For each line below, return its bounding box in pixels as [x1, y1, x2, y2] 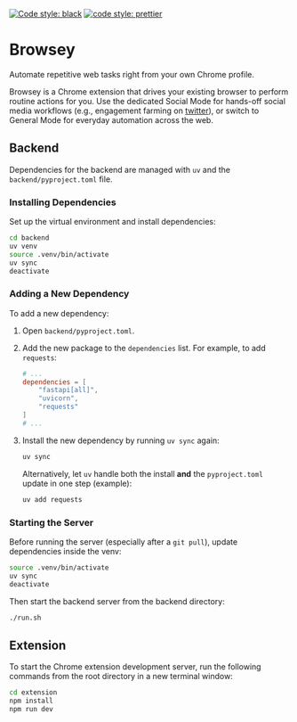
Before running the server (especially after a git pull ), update [9, 536, 238, 547]
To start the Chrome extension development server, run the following [9, 661, 261, 672]
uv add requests [21, 495, 83, 504]
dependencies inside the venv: [9, 546, 122, 556]
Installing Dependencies [9, 196, 117, 209]
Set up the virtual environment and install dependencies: [9, 217, 216, 227]
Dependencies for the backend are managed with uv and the [9, 164, 231, 175]
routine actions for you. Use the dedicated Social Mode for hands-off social [9, 95, 286, 106]
